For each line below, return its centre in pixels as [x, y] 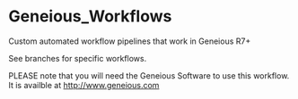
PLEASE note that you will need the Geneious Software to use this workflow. [149, 75]
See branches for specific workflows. [78, 58]
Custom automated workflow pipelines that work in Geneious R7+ [130, 41]
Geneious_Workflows [90, 16]
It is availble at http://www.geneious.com [84, 85]
